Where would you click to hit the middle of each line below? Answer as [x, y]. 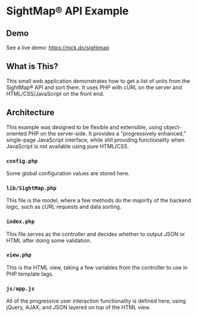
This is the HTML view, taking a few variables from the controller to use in [97, 267]
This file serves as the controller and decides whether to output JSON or [96, 234]
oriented [16, 133]
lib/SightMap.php [31, 188]
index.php [20, 222]
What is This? [32, 66]
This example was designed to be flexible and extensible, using [84, 127]
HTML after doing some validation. [49, 240]
